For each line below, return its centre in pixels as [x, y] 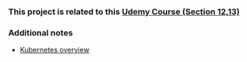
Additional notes [41, 32]
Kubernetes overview [54, 50]
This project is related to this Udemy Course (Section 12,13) [124, 12]
